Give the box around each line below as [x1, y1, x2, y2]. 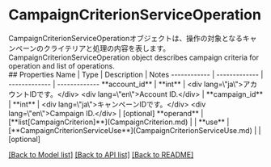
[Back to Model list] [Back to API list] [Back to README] [8, 149, 194, 159]
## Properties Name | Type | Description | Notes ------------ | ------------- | [8, 69, 264, 79]
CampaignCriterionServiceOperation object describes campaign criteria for [8, 52, 259, 62]
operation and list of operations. [8, 61, 115, 70]
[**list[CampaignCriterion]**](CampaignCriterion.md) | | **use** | [8, 117, 230, 127]
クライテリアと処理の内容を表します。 [43, 43, 171, 53]
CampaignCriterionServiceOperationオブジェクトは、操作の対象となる [8, 33, 243, 43]
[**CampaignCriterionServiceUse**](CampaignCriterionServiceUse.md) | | [8, 125, 261, 135]
